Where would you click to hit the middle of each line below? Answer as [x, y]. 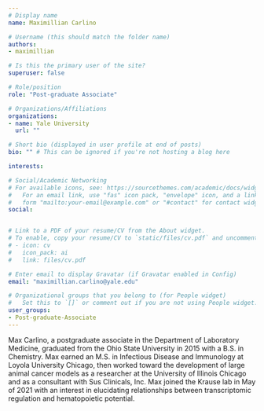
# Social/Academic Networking [58, 180]
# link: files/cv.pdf [47, 260]
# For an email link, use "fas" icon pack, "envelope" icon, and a [125, 195]
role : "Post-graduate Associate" [63, 94]
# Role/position [35, 87]
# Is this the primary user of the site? [77, 66]
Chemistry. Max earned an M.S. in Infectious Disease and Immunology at [126, 356]
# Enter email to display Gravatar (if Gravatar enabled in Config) [123, 274]
